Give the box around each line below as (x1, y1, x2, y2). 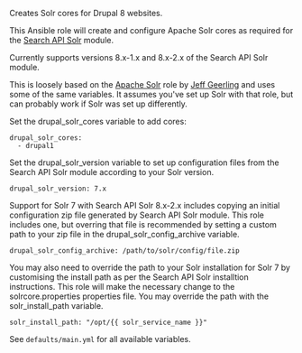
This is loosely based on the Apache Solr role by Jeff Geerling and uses (9, 79, 276, 89)
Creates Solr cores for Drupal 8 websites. (9, 8, 163, 18)
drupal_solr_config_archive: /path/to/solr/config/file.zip (9, 246, 241, 255)
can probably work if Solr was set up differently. (9, 98, 188, 109)
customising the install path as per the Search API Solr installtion (9, 272, 250, 283)
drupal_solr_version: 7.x (9, 184, 106, 193)
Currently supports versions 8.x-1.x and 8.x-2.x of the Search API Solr (9, 52, 269, 62)
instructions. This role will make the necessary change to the (9, 282, 235, 292)
